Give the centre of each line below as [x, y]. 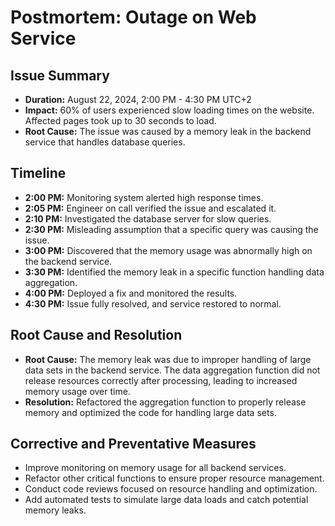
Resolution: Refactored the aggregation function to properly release [165, 402]
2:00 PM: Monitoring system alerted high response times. [144, 197]
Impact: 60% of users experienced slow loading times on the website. [169, 110]
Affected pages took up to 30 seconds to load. [120, 120]
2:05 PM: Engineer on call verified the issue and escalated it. [150, 208]
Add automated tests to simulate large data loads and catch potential [166, 500]
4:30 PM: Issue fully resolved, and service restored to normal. [153, 303]
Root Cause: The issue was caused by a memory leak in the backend [168, 131]
